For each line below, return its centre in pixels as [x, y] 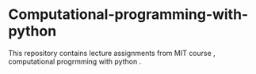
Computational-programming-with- [128, 15]
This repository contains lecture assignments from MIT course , [112, 53]
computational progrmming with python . [75, 61]
